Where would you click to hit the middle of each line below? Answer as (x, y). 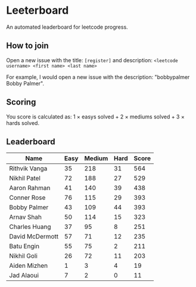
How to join (27, 46)
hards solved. (23, 123)
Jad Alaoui (24, 276)
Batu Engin (24, 246)
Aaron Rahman (30, 188)
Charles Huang (30, 227)
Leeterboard (38, 10)
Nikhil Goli (23, 256)
